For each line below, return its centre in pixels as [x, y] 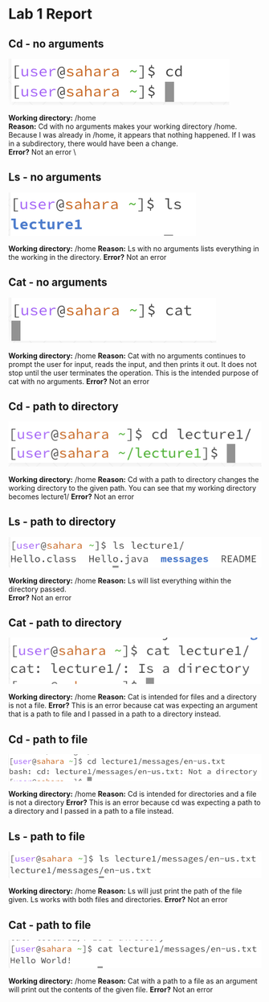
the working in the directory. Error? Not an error [88, 257]
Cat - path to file [50, 925]
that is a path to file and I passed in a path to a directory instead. [115, 714]
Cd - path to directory [63, 407]
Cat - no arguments [58, 282]
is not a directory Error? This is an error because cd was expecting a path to [134, 802]
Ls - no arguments [55, 177]
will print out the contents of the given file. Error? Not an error [111, 989]
